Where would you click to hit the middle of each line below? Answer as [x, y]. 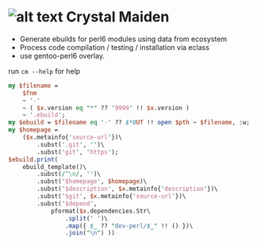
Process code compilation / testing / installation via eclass [115, 47]
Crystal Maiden [118, 17]
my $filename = [33, 86]
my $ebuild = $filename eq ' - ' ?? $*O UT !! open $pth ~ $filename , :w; [129, 123]
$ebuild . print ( [33, 159]
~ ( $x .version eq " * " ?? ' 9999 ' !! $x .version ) [106, 108]
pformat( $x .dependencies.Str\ [100, 211]
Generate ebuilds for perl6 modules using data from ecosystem [123, 39]
